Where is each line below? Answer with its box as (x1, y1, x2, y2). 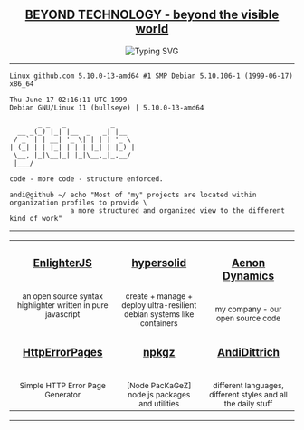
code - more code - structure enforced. (9, 174, 165, 184)
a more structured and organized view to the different (70, 205, 285, 215)
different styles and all (209, 389, 288, 399)
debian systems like (123, 309, 195, 320)
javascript (44, 309, 81, 320)
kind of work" (9, 214, 63, 223)
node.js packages (128, 389, 191, 399)
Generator (44, 389, 81, 399)
